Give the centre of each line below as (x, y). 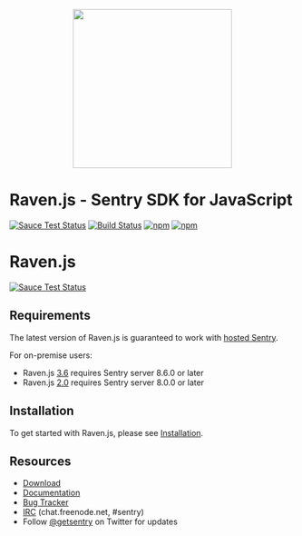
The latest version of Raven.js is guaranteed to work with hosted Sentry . (144, 337)
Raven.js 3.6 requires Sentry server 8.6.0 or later (113, 372)
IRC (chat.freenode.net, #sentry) (83, 512)
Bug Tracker (45, 502)
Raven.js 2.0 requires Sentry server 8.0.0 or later (113, 382)
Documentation (51, 493)
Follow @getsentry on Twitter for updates (100, 521)
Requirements (50, 316)
